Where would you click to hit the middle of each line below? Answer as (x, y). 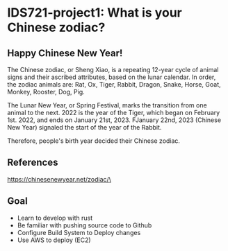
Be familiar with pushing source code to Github (84, 225)
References (33, 163)
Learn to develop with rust (55, 218)
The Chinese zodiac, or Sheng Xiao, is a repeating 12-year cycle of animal (113, 70)
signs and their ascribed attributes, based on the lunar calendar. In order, (112, 77)
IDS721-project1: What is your (95, 13)
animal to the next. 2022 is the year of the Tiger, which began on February (114, 113)
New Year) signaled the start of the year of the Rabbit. (84, 127)
